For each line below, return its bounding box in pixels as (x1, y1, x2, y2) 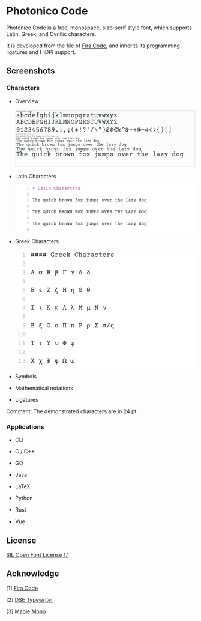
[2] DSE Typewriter (6, 596, 53, 603)
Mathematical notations (14, 384, 73, 392)
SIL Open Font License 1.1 (6, 551, 69, 558)
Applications (6, 422, 44, 431)
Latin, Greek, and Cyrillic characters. (6, 30, 97, 37)
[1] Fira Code (6, 584, 38, 592)
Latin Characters (14, 173, 56, 180)
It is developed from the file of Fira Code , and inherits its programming (6, 42, 180, 49)
